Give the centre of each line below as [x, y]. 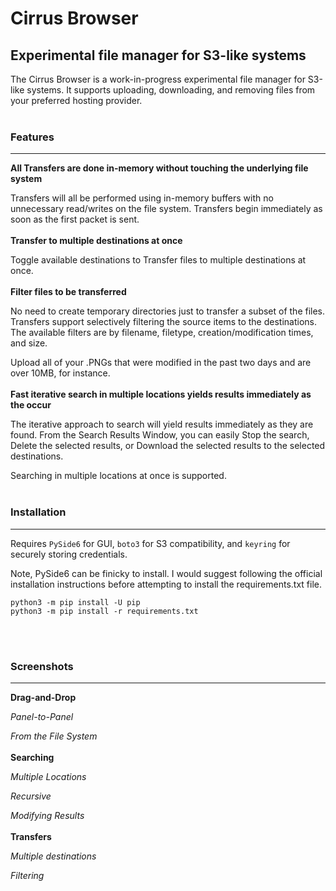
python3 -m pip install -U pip [75, 602]
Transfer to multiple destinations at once [96, 241]
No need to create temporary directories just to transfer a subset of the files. [168, 311]
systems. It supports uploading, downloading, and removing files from [171, 90]
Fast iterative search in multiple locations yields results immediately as [161, 394]
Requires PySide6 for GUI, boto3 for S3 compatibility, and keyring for [150, 543]
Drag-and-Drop [43, 697]
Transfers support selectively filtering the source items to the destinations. [164, 322]
